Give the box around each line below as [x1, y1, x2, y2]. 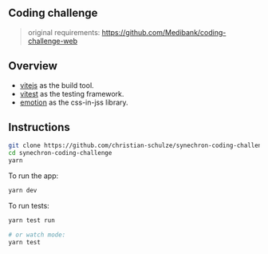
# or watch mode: [8, 231, 66, 239]
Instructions [8, 121, 70, 134]
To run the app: [8, 171, 59, 181]
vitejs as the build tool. [19, 80, 94, 90]
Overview [8, 59, 58, 73]
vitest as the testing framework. [19, 89, 124, 98]
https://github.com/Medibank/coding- [101, 27, 227, 37]
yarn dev [8, 187, 37, 195]
